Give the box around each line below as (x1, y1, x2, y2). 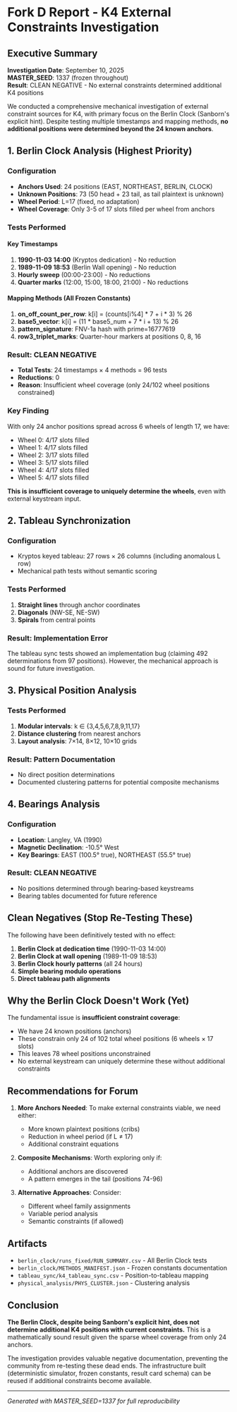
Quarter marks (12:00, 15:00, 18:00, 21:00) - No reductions (17, 278, 189, 286)
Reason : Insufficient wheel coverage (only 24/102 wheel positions (17, 381, 210, 389)
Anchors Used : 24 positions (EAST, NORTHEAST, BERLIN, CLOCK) (17, 182, 213, 190)
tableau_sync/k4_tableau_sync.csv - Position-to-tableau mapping (17, 1271, 209, 1280)
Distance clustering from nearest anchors (17, 729, 141, 738)
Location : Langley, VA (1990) (17, 835, 102, 844)
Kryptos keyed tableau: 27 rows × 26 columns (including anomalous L (17, 552, 221, 561)
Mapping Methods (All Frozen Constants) (7, 294, 131, 303)
